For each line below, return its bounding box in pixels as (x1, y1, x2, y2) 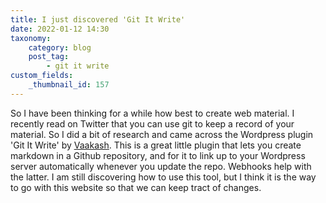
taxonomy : (10, 33, 52, 43)
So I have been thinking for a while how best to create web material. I (10, 107, 295, 119)
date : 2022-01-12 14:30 (10, 24, 110, 34)
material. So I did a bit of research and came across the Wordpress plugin (10, 128, 314, 140)
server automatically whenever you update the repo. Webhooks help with (10, 160, 312, 172)
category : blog (28, 42, 92, 53)
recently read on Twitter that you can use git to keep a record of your (10, 117, 295, 130)
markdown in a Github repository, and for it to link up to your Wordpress (10, 149, 306, 161)
